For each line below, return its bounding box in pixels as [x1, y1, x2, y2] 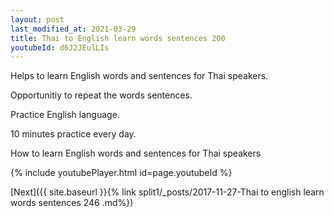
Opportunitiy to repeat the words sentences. [10, 89, 193, 101]
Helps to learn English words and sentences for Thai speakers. [10, 70, 269, 82]
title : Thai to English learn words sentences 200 [10, 33, 226, 43]
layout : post [10, 14, 65, 25]
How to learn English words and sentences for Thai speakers [10, 147, 262, 160]
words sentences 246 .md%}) [10, 197, 134, 209]
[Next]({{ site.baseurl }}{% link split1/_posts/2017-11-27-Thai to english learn [10, 186, 325, 198]
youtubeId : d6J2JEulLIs [10, 42, 110, 53]
